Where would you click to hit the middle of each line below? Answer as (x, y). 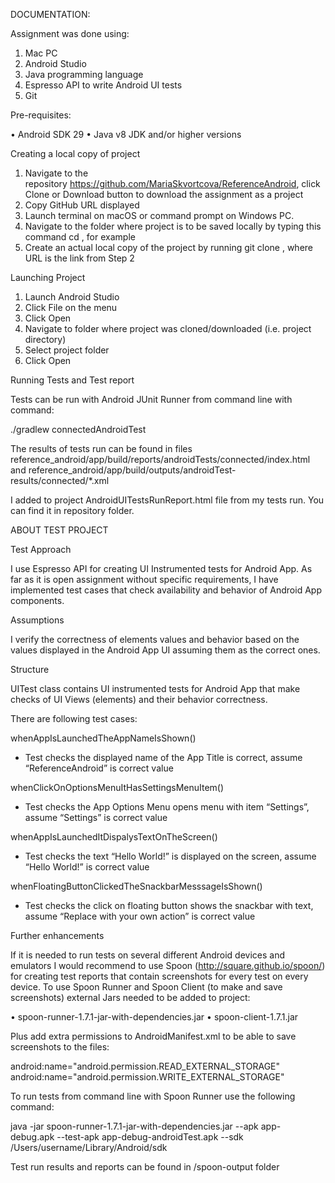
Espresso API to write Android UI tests (103, 85)
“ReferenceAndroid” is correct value (99, 768)
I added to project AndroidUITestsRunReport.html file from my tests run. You (167, 500)
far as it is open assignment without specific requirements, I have (144, 579)
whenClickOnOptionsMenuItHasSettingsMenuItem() (117, 787)
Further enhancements (57, 935)
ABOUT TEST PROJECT (59, 530)
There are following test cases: (74, 718)
